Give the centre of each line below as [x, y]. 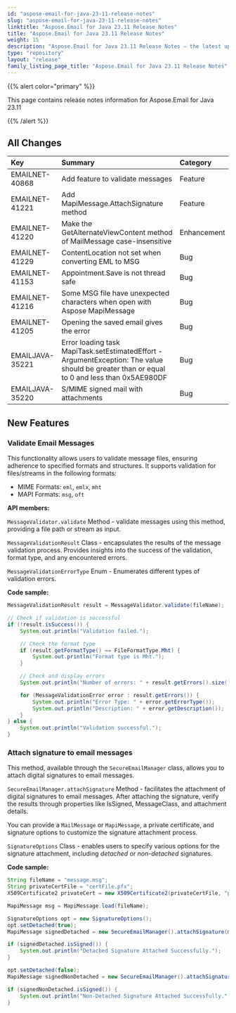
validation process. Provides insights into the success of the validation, [110, 550]
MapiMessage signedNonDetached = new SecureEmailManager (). [97, 976]
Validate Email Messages [51, 442]
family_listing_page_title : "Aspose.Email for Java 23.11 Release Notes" [118, 66]
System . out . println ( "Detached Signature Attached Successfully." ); [120, 951]
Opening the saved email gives [112, 322]
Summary [78, 163]
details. [18, 811]
